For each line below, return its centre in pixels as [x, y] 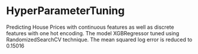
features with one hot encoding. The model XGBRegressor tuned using [93, 33]
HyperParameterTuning [65, 11]
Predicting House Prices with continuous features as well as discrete [90, 27]
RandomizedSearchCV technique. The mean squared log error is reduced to [99, 39]
